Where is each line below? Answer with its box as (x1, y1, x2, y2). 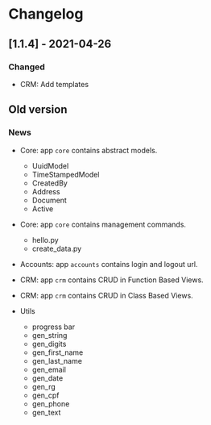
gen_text (31, 407, 61, 417)
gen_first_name (31, 348, 84, 357)
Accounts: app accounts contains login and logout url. (19, 259, 198, 269)
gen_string (31, 330, 68, 340)
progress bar (31, 322, 75, 331)
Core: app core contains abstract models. (19, 145, 158, 155)
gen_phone (31, 398, 70, 408)
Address (31, 186, 60, 196)
